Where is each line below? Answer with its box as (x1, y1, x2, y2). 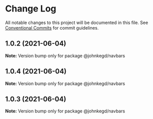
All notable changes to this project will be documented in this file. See (5, 19, 149, 25)
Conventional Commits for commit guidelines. (5, 24, 99, 30)
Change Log (5, 3, 56, 14)
